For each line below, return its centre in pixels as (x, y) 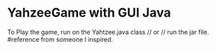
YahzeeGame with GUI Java (89, 13)
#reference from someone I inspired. (60, 39)
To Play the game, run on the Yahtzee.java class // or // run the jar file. (108, 32)
